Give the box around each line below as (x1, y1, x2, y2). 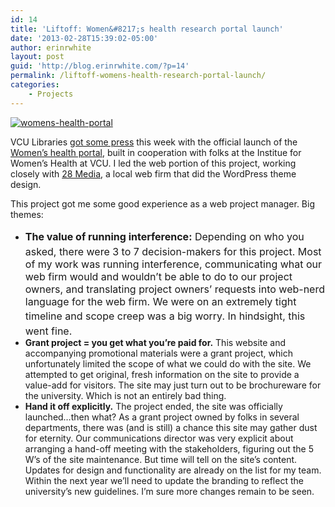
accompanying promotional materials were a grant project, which (24, 347, 293, 360)
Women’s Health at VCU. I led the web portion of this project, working (10, 157, 297, 169)
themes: (10, 208, 44, 220)
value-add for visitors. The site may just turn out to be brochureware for (24, 379, 322, 391)
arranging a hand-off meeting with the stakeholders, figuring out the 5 (24, 443, 314, 455)
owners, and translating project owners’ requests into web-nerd (24, 282, 325, 296)
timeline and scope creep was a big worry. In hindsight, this (24, 309, 306, 323)
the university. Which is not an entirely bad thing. (24, 390, 227, 402)
